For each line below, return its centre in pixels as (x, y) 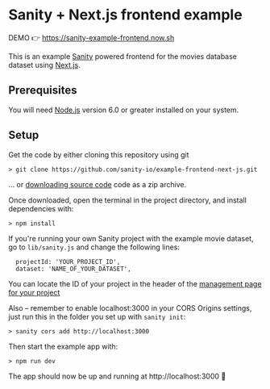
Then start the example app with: (63, 346)
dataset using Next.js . (44, 65)
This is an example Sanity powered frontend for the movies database (123, 56)
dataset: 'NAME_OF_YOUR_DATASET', (73, 269)
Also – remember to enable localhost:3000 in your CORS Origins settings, (130, 307)
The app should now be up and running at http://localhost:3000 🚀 (117, 376)
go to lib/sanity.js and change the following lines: (94, 247)
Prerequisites (43, 90)
